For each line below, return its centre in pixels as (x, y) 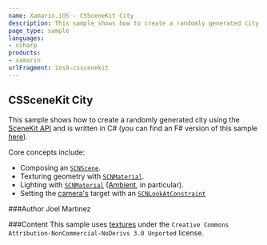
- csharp (23, 46)
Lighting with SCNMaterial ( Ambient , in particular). (102, 184)
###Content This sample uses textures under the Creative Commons (119, 224)
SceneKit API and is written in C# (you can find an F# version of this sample (133, 128)
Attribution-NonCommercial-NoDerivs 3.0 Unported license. (106, 232)
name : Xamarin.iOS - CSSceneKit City (71, 16)
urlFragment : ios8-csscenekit (59, 68)
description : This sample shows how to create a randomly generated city (134, 23)
